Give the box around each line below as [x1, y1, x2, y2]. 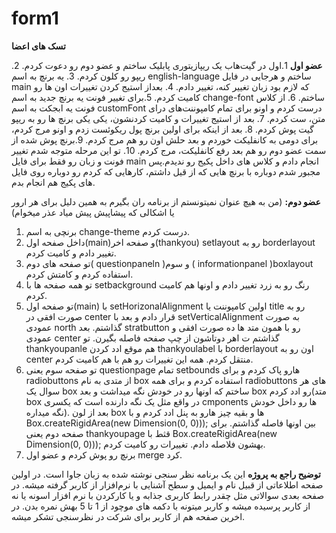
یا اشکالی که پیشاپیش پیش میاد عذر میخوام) [11, 206, 175, 218]
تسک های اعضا [11, 40, 66, 52]
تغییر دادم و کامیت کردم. [25, 247, 117, 259]
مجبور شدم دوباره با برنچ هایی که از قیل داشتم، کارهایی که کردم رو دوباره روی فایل [11, 165, 321, 177]
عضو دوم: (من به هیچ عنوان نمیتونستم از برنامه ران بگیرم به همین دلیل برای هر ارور [11, 195, 321, 207]
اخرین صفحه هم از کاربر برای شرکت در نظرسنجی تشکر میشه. [11, 510, 246, 522]
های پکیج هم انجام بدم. [11, 176, 96, 188]
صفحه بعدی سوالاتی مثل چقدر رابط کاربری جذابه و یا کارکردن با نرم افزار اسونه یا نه [11, 489, 325, 501]
